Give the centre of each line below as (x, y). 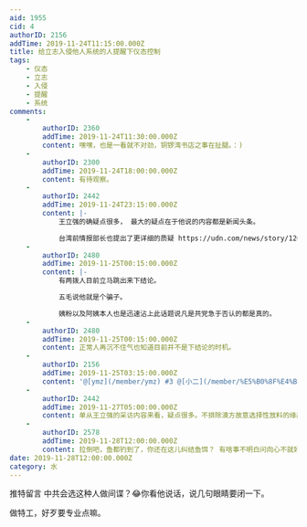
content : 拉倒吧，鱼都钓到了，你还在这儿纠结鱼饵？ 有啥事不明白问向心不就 (168, 449)
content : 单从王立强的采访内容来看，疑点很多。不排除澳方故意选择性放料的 (166, 416)
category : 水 (33, 467)
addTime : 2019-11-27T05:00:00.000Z (110, 407)
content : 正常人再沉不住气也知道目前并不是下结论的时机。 (139, 348)
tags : (20, 60)
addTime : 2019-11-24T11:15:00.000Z (77, 43)
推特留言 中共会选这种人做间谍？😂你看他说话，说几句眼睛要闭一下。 (139, 493)
